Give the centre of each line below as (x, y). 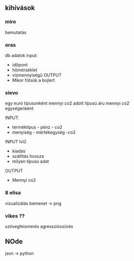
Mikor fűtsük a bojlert (33, 80)
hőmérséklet (25, 70)
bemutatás (16, 32)
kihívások (20, 8)
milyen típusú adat (31, 161)
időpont (20, 64)
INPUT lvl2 (16, 142)
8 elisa (13, 193)
